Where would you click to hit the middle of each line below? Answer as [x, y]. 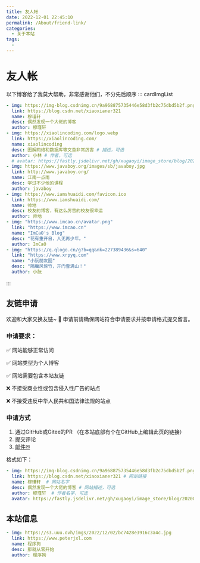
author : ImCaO [29, 244]
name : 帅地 [24, 205]
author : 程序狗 [29, 555]
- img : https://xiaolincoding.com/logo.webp [62, 133]
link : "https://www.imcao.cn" [49, 227]
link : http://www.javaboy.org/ [50, 172]
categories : [21, 28]
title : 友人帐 [22, 12]
